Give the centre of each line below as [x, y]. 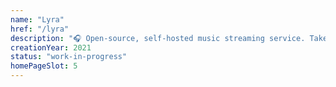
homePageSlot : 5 [44, 66]
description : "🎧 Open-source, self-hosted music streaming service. [158, 38]
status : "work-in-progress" [69, 57]
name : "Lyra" [37, 19]
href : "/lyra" [40, 29]
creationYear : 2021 [51, 47]
